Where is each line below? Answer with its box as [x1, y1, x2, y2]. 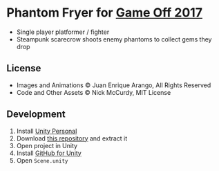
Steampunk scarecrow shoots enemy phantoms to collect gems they [16, 35, 212, 43]
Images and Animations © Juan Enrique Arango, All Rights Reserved [16, 81, 211, 89]
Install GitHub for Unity [16, 149, 82, 157]
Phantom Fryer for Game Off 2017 [6, 5, 203, 21]
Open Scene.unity [16, 156, 68, 164]
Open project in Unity [16, 141, 77, 150]
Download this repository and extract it [16, 134, 128, 143]
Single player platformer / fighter [16, 28, 110, 36]
